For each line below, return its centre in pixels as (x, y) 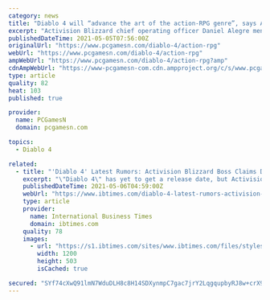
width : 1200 (57, 254)
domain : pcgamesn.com (52, 128)
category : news (34, 16)
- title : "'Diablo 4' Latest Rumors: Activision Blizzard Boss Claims (136, 171)
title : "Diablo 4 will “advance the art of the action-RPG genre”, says (133, 23)
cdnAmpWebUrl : (32, 68)
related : (23, 164)
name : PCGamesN (41, 120)
